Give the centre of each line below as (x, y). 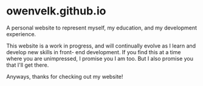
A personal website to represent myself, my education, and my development (102, 28)
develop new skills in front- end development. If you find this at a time (94, 52)
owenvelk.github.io (56, 11)
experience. (21, 34)
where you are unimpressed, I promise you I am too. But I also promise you (100, 58)
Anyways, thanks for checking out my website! (65, 76)
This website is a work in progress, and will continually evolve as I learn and (101, 46)
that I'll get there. (28, 65)
